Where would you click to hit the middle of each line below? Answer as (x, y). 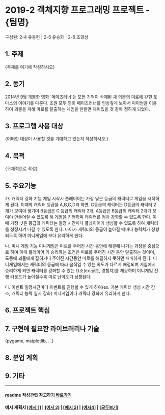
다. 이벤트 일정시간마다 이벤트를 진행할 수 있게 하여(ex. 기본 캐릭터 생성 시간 (78, 287)
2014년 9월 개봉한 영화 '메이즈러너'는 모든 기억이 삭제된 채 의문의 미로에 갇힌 (79, 97)
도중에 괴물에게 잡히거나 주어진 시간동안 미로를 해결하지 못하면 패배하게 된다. (79, 258)
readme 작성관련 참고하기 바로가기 (39, 395)
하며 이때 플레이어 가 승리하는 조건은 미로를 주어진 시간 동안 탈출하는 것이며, (83, 252)
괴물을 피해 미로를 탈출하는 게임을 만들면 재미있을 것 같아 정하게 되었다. (82, 109)
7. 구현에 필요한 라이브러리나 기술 (52, 329)
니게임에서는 (17, 264)
